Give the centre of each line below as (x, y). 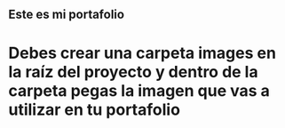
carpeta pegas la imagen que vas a (139, 90)
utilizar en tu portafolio (95, 109)
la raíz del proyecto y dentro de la (133, 72)
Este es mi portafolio (67, 15)
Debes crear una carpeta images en (142, 53)
